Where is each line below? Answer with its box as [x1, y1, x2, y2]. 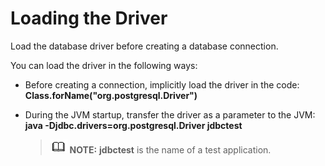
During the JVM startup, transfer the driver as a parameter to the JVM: [24, 108, 316, 121]
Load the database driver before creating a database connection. [10, 40, 279, 52]
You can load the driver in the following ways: [10, 59, 198, 71]
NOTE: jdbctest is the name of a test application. [69, 143, 272, 156]
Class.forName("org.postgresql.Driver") [24, 89, 198, 101]
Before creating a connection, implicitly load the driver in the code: [24, 78, 300, 91]
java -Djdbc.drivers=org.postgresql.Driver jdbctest [24, 119, 243, 131]
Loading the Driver [10, 7, 168, 30]
